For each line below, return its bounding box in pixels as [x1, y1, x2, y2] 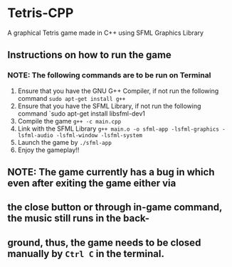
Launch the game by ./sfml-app [17, 138, 112, 146]
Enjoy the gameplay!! [17, 146, 80, 154]
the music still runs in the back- [7, 212, 150, 224]
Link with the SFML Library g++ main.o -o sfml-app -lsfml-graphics [17, 124, 219, 133]
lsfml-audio [17, 131, 53, 139]
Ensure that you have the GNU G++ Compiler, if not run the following [17, 87, 219, 95]
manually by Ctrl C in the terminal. [7, 247, 165, 260]
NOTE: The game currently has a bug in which [7, 166, 215, 178]
